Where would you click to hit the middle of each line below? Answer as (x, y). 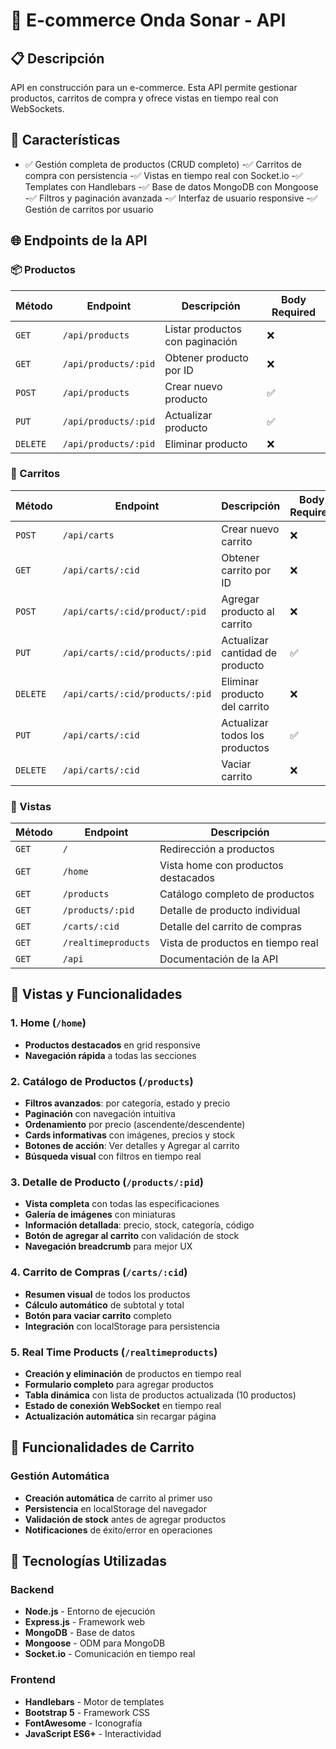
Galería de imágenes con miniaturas (100, 1215)
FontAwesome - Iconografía (83, 1723)
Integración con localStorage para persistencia (122, 1326)
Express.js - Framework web (85, 1622)
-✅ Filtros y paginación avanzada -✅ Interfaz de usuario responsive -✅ (171, 198)
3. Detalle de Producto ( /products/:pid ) (107, 1182)
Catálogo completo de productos (237, 894)
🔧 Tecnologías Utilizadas (88, 1561)
